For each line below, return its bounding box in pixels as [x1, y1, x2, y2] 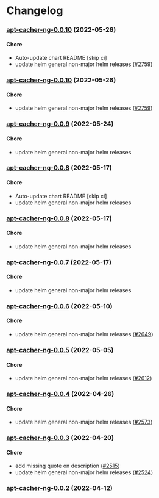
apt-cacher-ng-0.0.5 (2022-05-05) [6, 345, 114, 354]
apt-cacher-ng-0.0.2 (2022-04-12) [6, 484, 113, 493]
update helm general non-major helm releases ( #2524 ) [15, 469, 154, 476]
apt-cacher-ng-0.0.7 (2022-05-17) [6, 258, 111, 266]
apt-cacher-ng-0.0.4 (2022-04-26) [6, 390, 115, 399]
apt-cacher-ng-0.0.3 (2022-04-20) [6, 434, 115, 442]
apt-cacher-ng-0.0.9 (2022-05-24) [6, 120, 114, 128]
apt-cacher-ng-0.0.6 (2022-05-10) [6, 301, 113, 310]
